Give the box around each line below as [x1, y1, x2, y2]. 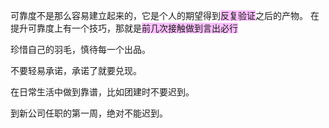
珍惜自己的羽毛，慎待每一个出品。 [10, 44, 151, 55]
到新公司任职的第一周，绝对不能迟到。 [10, 107, 168, 119]
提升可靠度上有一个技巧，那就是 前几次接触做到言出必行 [10, 22, 238, 34]
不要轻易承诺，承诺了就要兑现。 [10, 65, 142, 76]
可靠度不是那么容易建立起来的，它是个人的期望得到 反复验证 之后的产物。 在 [10, 10, 320, 21]
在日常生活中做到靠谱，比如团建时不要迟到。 [10, 86, 195, 98]
